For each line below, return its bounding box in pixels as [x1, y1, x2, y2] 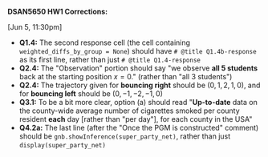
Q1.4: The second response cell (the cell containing [18, 38, 190, 47]
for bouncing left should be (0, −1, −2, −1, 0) [18, 89, 164, 99]
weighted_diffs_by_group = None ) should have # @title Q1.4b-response [18, 46, 258, 55]
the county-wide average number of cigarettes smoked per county [18, 106, 240, 115]
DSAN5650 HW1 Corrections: [7, 7, 108, 16]
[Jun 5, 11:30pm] [7, 22, 63, 31]
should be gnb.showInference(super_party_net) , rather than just [18, 131, 231, 141]
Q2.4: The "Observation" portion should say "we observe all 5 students [18, 63, 258, 73]
